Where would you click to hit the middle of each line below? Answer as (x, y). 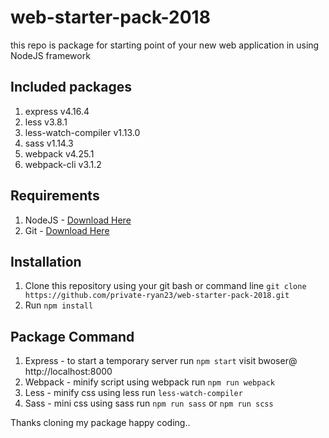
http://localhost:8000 (68, 372)
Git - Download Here (67, 230)
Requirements (55, 196)
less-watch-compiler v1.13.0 (82, 132)
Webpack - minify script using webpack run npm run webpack (149, 382)
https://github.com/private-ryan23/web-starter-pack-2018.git (157, 296)
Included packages (71, 87)
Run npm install (59, 305)
